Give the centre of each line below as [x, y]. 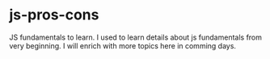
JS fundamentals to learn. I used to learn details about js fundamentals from [135, 37]
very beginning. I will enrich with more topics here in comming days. [123, 45]
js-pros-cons [54, 15]
